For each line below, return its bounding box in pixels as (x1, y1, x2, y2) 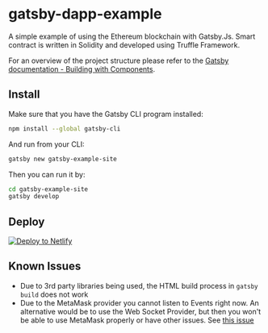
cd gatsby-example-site (8, 185, 89, 194)
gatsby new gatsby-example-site (8, 155, 117, 163)
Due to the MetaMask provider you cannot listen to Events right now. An (19, 298, 260, 307)
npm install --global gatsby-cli (8, 124, 121, 133)
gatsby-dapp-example (8, 5, 163, 23)
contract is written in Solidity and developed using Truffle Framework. (8, 40, 241, 49)
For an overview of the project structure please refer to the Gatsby (8, 56, 229, 65)
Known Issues (8, 260, 82, 273)
